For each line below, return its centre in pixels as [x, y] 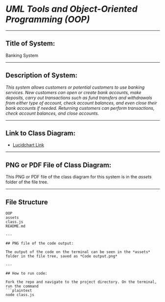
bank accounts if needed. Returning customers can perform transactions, [80, 108]
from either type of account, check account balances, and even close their [81, 103]
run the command [22, 286]
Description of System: [42, 75]
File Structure [27, 202]
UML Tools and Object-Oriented [71, 9]
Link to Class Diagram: [40, 133]
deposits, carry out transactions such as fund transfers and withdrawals [79, 98]
